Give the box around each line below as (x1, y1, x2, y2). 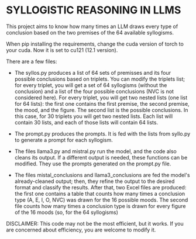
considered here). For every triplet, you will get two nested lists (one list (14, 94, 188, 101)
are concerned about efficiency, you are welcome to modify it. (6, 226, 156, 233)
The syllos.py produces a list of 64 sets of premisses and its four (14, 69, 171, 76)
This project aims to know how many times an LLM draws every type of (6, 23, 178, 30)
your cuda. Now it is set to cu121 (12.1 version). (6, 46, 118, 53)
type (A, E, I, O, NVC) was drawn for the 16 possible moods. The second (14, 196, 188, 203)
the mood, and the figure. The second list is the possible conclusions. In (14, 106, 188, 113)
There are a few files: (6, 58, 57, 65)
